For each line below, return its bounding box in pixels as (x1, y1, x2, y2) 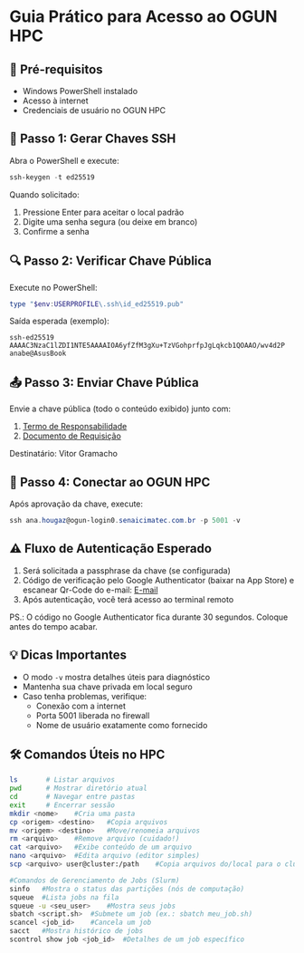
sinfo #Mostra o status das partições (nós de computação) (9, 884, 245, 893)
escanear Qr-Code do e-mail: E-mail (22, 584, 158, 595)
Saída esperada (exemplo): (9, 315, 110, 327)
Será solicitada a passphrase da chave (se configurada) (22, 564, 231, 576)
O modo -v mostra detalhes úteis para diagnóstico (22, 671, 211, 682)
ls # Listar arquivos (9, 775, 116, 785)
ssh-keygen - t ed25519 (9, 172, 95, 182)
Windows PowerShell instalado (22, 86, 138, 96)
